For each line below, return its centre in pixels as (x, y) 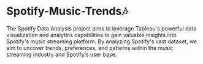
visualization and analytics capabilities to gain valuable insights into (91, 35)
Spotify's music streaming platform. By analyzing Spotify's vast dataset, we (102, 41)
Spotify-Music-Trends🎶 (67, 11)
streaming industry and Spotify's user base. (62, 54)
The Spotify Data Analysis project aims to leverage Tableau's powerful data (101, 28)
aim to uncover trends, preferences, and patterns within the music (90, 48)
